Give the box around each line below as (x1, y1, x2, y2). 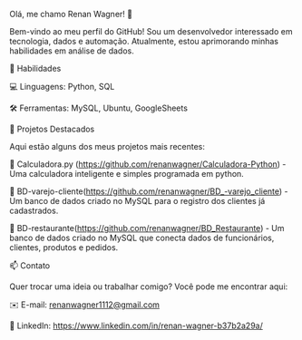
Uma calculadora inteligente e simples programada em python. (9, 169, 245, 179)
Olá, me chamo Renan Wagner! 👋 (9, 9, 133, 19)
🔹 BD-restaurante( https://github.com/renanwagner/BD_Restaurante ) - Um (9, 223, 285, 233)
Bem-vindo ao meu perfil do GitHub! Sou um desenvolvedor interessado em (9, 26, 293, 36)
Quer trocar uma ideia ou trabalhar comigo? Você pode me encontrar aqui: (9, 281, 288, 292)
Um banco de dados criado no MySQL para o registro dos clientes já (9, 196, 266, 206)
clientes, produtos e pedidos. (9, 242, 119, 253)
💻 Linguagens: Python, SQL (9, 82, 115, 92)
